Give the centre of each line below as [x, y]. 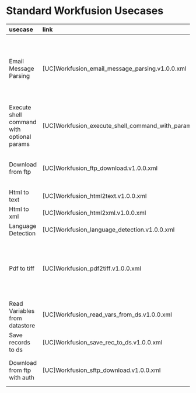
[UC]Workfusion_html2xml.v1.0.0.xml [94, 213]
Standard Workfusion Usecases [85, 11]
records [20, 342]
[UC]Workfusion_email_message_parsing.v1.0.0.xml [114, 69]
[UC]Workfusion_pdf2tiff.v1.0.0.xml [92, 268]
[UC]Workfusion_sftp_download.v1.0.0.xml [101, 370]
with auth [22, 377]
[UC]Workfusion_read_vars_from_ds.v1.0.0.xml [107, 315]
